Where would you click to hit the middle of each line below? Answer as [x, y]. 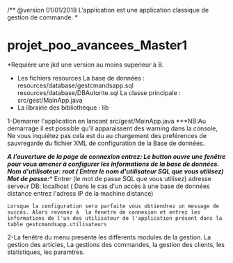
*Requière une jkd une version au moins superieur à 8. [86, 65]
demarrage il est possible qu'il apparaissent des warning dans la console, [112, 128]
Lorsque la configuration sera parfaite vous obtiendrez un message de [113, 206]
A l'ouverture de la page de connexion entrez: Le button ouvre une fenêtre [116, 156]
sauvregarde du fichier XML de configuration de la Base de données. [106, 143]
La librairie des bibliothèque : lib [63, 108]
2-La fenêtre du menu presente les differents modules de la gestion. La [109, 237]
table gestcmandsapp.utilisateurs [57, 224]
